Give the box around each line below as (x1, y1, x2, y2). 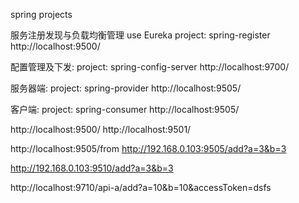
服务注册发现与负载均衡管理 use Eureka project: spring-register (10, 29, 271, 41)
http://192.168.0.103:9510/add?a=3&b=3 (10, 162, 174, 174)
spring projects (10, 9, 73, 20)
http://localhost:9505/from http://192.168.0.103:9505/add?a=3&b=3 (10, 143, 287, 154)
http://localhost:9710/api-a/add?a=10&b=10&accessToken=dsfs (10, 182, 272, 193)
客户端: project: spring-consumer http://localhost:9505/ (10, 104, 240, 115)
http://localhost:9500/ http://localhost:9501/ (10, 124, 192, 135)
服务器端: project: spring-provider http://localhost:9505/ (10, 82, 242, 94)
